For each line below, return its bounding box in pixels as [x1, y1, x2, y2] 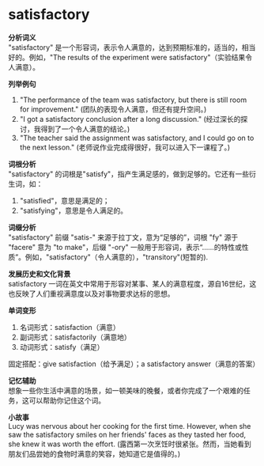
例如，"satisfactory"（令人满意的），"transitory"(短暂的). [25, 252, 209, 262]
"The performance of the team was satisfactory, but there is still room [19, 95, 247, 104]
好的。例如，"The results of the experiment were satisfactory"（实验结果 [8, 52, 246, 62]
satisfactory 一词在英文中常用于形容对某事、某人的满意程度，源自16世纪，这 [8, 278, 257, 288]
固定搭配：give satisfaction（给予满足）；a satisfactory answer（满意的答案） [8, 358, 260, 369]
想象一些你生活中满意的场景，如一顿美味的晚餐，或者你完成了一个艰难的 [8, 385, 243, 395]
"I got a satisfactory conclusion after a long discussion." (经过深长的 [19, 114, 241, 123]
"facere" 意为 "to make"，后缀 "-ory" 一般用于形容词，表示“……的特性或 [8, 242, 243, 252]
